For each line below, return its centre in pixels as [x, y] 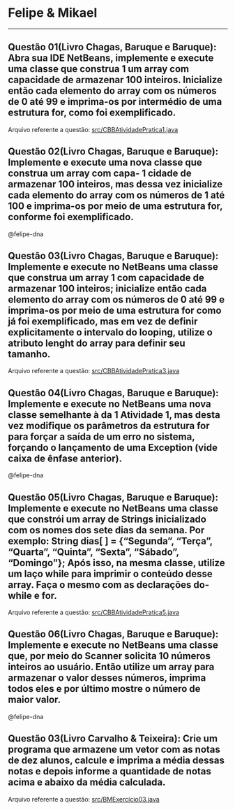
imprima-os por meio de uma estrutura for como [115, 310]
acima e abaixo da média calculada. [87, 782]
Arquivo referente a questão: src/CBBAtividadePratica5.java [94, 612]
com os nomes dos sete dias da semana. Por [106, 530]
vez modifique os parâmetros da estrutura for [109, 425]
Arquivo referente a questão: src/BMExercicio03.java [84, 799]
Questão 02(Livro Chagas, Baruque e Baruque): [113, 152]
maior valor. [35, 700]
